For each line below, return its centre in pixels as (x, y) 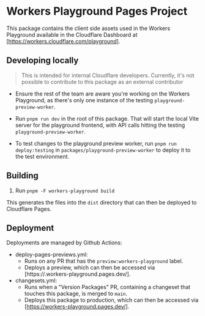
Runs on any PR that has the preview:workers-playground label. (104, 261)
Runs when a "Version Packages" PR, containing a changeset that (107, 287)
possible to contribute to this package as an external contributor (102, 81)
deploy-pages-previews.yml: (51, 255)
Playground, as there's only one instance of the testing (84, 100)
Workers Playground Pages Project (97, 11)
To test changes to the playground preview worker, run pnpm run (96, 143)
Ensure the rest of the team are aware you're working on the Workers (102, 94)
